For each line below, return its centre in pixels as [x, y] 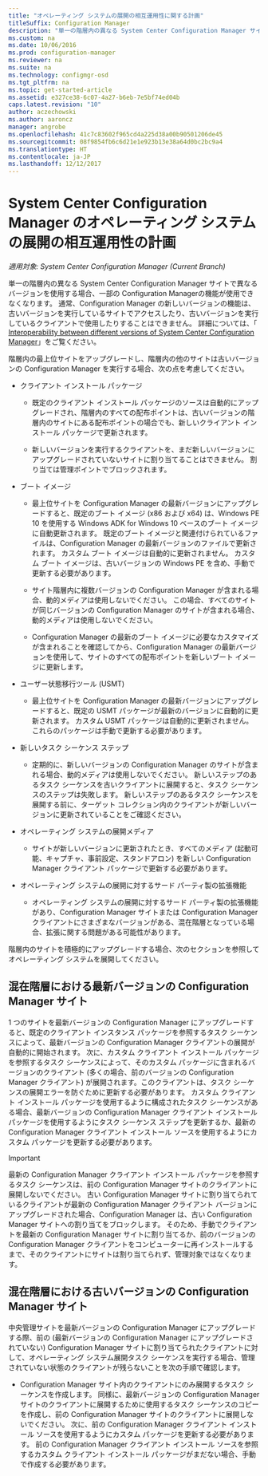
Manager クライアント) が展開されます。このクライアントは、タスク [120, 1082]
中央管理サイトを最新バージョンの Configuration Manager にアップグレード [132, 1327]
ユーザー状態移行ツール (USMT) [72, 684]
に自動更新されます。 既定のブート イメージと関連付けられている [138, 533]
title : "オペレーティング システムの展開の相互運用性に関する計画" [106, 16]
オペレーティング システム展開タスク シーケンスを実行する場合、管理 [142, 1357]
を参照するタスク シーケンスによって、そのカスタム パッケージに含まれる [128, 1062]
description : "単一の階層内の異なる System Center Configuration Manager [127, 30]
